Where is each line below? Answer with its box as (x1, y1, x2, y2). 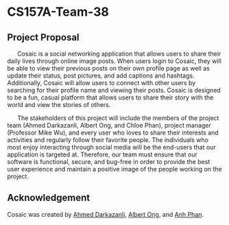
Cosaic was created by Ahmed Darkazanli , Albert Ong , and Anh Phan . (7, 210, 204, 218)
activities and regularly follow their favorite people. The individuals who (7, 136, 209, 144)
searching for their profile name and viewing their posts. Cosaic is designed (7, 86, 221, 94)
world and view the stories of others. (7, 101, 111, 108)
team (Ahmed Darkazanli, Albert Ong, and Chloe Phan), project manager (7, 121, 211, 129)
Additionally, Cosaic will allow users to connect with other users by (7, 79, 196, 86)
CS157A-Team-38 (7, 4, 110, 20)
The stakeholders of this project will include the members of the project (16, 114, 219, 122)
